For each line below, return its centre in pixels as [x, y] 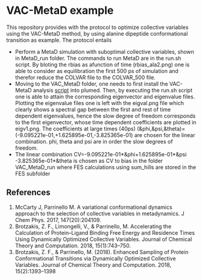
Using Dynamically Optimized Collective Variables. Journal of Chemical [103, 239]
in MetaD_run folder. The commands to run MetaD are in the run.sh [98, 58]
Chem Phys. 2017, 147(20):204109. [58, 220]
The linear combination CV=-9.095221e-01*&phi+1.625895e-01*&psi [101, 154]
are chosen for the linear [165, 135]
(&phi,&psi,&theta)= [161, 129]
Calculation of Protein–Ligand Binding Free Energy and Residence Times [105, 232]
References [28, 193]
